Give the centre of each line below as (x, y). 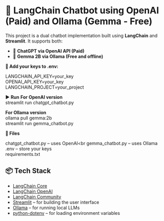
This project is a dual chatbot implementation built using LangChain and (81, 35)
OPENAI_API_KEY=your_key (35, 82)
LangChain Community (37, 196)
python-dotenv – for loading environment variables (66, 213)
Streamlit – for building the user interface (56, 202)
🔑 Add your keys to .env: (32, 66)
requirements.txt (23, 154)
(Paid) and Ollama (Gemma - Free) (79, 21)
